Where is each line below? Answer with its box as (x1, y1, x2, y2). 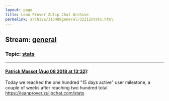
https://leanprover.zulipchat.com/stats (5, 90, 84, 96)
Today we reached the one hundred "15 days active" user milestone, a (5, 79, 151, 85)
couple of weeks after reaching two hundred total (5, 85, 108, 91)
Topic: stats (5, 50, 35, 57)
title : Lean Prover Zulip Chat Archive (5, 12, 89, 17)
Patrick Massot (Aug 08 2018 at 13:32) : (5, 68, 89, 74)
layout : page (5, 7, 33, 13)
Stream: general (5, 35, 57, 44)
